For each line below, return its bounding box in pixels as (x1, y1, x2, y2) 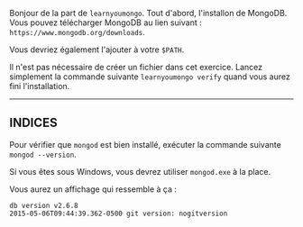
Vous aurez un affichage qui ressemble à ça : (9, 184, 178, 195)
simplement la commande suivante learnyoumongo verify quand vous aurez (9, 71, 290, 82)
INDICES (9, 115, 59, 131)
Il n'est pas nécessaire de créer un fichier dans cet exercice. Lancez (9, 62, 263, 72)
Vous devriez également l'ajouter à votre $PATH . (9, 44, 185, 55)
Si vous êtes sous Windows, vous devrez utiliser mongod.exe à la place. (9, 166, 271, 177)
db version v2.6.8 (9, 201, 78, 210)
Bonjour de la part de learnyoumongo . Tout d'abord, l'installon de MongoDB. (9, 8, 288, 18)
